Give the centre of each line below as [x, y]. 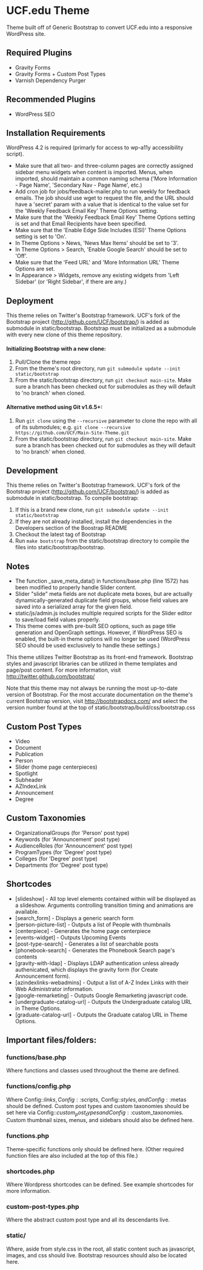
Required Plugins [39, 53]
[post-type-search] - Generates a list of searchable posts [87, 944]
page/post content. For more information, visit [64, 670]
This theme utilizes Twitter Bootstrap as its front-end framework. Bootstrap [100, 657]
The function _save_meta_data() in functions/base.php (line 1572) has [102, 581]
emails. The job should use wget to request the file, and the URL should [104, 198]
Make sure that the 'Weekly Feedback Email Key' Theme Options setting [105, 217]
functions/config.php [39, 1086]
